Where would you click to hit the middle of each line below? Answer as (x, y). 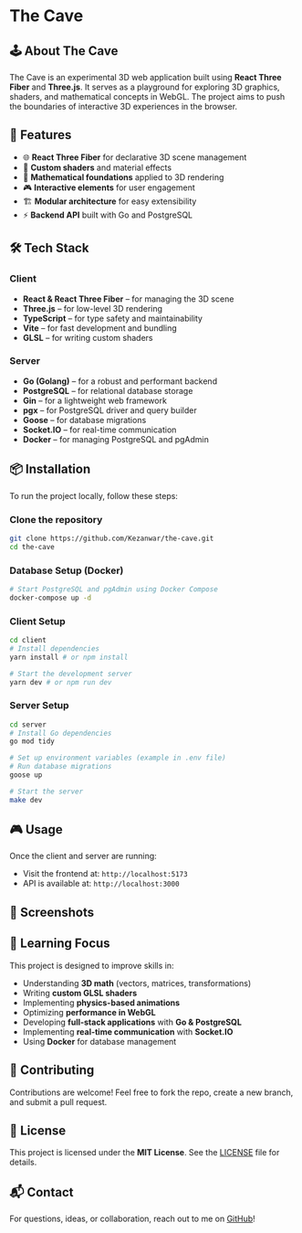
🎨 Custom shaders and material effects (97, 167)
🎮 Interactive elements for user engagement (109, 187)
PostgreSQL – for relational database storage (108, 390)
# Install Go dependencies (61, 733)
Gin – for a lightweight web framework (94, 400)
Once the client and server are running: (83, 856)
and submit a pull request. (58, 1101)
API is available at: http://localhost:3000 (101, 884)
